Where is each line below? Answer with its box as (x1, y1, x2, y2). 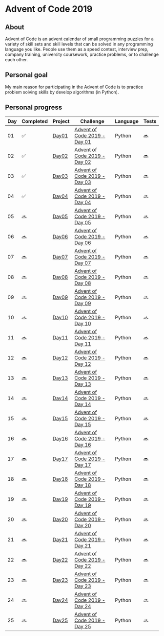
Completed (21, 118, 48, 124)
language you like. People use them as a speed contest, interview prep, (5, 47, 149, 52)
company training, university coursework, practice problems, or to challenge (5, 51, 159, 57)
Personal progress (5, 103, 62, 112)
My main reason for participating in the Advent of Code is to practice (5, 84, 143, 90)
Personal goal (5, 71, 48, 79)
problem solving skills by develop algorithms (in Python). (5, 89, 119, 95)
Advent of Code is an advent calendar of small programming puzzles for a (5, 36, 154, 42)
